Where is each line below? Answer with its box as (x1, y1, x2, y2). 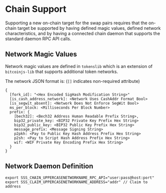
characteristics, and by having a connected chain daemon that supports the (5, 30, 161, 36)
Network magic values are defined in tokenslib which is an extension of (5, 63, 153, 69)
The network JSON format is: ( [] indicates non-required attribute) (5, 78, 140, 84)
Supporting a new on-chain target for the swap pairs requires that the (5, 20, 148, 26)
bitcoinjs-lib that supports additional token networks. (5, 68, 118, 74)
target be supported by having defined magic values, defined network (17, 25, 161, 31)
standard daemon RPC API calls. (5, 36, 72, 42)
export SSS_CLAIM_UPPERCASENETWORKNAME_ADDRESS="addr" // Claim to (5, 180, 148, 185)
